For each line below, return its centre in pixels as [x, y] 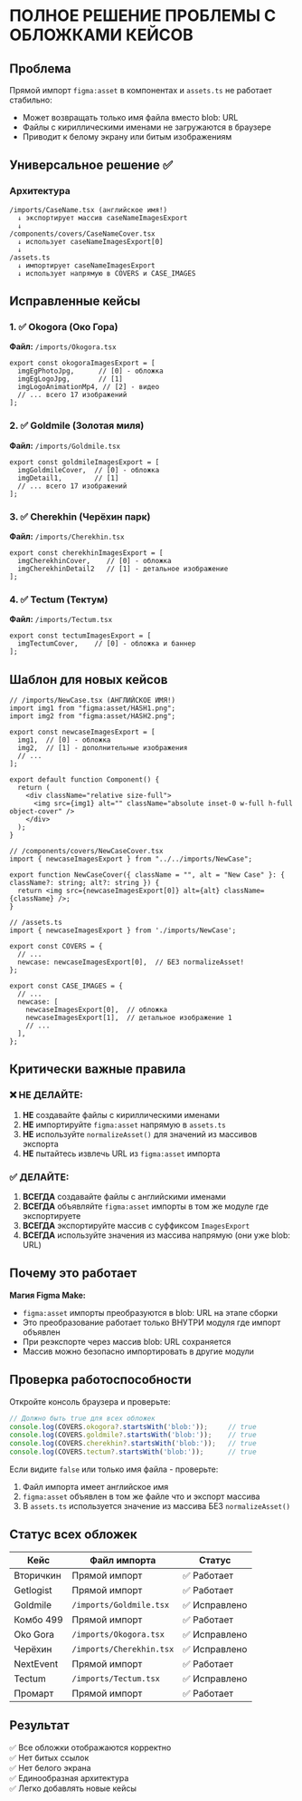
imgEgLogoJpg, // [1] [71, 379]
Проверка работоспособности [100, 1380]
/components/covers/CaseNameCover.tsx [82, 234]
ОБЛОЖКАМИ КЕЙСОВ [102, 35]
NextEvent [36, 1663]
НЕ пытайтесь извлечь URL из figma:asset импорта [121, 1154]
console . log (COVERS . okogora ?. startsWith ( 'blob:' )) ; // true [133, 1426]
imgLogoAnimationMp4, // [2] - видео [89, 387]
